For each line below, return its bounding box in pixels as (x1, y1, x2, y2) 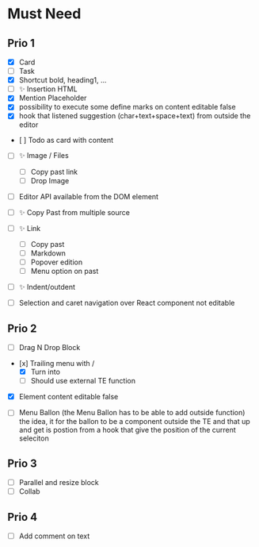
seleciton (18, 433, 49, 443)
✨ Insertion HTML (18, 84, 78, 94)
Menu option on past (30, 267, 99, 275)
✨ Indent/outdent (18, 283, 76, 292)
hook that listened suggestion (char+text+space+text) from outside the (18, 111, 251, 121)
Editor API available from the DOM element (18, 191, 159, 201)
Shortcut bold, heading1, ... (18, 75, 108, 85)
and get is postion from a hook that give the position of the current (18, 426, 237, 435)
